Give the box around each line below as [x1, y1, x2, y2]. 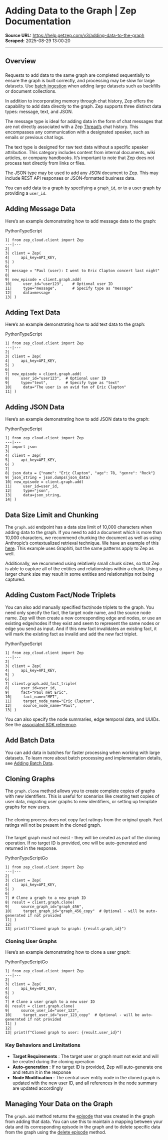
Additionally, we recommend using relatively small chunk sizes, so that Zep [5, 560, 160, 566]
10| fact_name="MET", [5, 694, 59, 699]
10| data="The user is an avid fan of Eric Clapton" [5, 385, 126, 390]
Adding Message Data [5, 205, 76, 213]
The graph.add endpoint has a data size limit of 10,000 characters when [5, 524, 152, 530]
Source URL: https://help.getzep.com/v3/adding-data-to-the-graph [5, 32, 144, 38]
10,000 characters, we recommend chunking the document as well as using [5, 535, 161, 541]
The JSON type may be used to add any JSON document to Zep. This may [5, 170, 158, 176]
